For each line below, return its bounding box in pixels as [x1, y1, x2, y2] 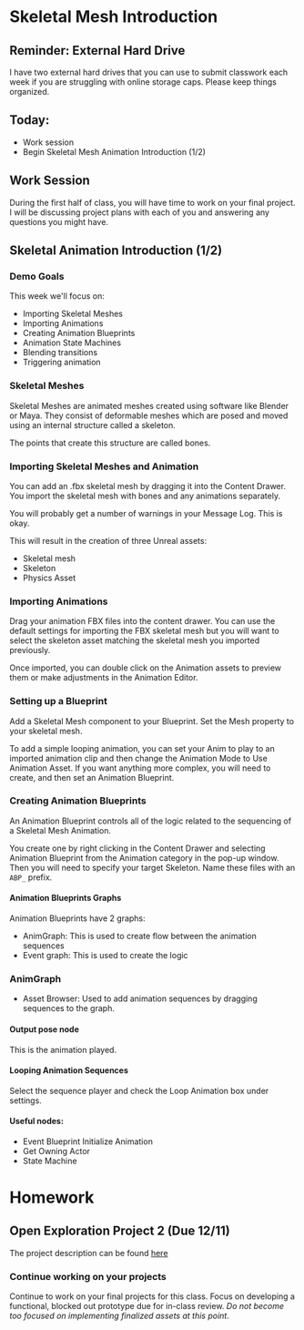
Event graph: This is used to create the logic [22, 950, 188, 960]
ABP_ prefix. [9, 872, 53, 883]
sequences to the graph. [22, 1003, 116, 1014]
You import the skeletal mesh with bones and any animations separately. [9, 490, 280, 501]
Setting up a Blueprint [9, 695, 107, 708]
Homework [9, 1187, 95, 1208]
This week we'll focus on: [9, 291, 105, 302]
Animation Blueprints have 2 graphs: [9, 913, 146, 924]
